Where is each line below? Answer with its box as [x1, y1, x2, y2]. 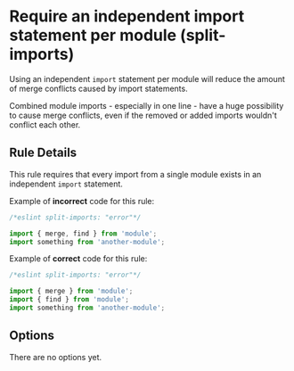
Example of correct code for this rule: [9, 253, 148, 264]
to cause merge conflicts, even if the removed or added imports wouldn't [9, 110, 278, 120]
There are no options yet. [9, 351, 102, 362]
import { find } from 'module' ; [9, 295, 129, 304]
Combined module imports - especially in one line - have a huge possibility [9, 100, 284, 111]
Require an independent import [9, 6, 245, 27]
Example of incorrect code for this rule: [9, 195, 155, 206]
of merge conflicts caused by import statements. [9, 83, 189, 94]
